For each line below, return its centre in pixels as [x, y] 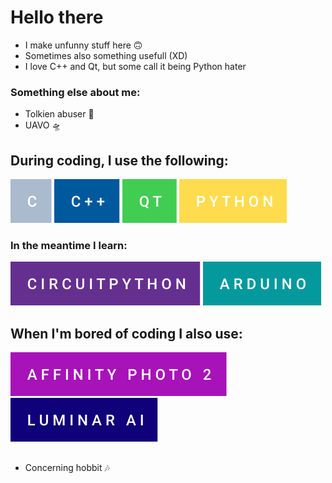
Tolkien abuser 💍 [59, 114]
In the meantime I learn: [69, 245]
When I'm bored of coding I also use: [126, 333]
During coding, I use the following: [119, 160]
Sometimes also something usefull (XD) [106, 55]
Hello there [57, 17]
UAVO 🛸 [43, 125]
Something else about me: [75, 92]
